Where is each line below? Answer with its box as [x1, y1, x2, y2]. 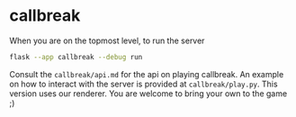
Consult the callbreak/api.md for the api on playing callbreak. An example [9, 68, 284, 79]
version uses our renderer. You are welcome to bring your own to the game [9, 87, 288, 99]
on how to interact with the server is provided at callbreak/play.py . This [9, 78, 278, 89]
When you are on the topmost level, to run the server [9, 35, 205, 46]
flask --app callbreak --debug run [9, 52, 143, 61]
